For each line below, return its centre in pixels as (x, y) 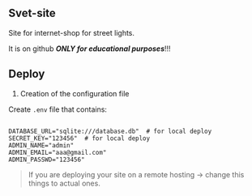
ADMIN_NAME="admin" (41, 145)
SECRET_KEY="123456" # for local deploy (79, 138)
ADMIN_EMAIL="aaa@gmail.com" (58, 152)
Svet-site (32, 13)
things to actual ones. (64, 183)
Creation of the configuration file (75, 93)
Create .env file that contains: (58, 109)
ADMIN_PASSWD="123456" (47, 160)
